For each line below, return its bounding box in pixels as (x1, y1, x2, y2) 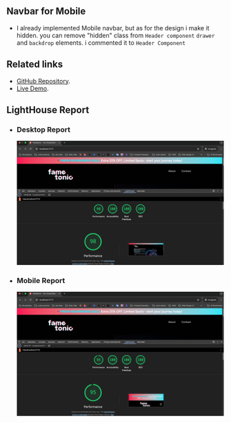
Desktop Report (16, 124, 70, 134)
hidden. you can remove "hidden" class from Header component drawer (16, 31, 215, 39)
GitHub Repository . (16, 77, 70, 85)
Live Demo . (16, 84, 49, 92)
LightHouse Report (6, 104, 90, 116)
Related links (6, 59, 63, 70)
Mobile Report (16, 275, 66, 285)
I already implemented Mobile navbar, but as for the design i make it (16, 23, 210, 32)
